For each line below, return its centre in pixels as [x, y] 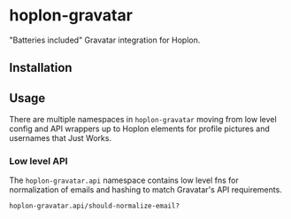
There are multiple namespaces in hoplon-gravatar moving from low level [143, 120]
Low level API [38, 161]
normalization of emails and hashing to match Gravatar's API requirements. [146, 190]
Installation [41, 68]
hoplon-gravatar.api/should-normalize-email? [94, 206]
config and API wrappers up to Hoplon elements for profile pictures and [139, 129]
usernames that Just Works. [61, 138]
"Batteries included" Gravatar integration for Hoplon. [105, 40]
